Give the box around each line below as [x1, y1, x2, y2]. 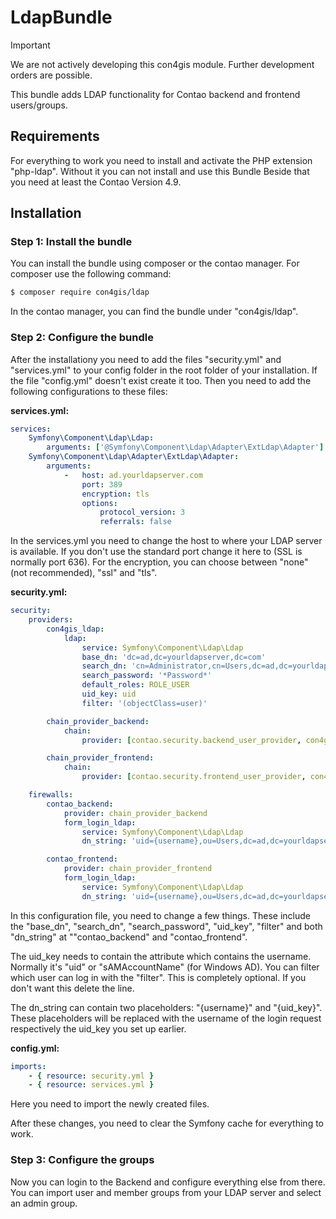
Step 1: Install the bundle [10, 235, 133, 249]
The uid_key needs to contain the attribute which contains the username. [10, 950, 312, 962]
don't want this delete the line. [10, 982, 135, 994]
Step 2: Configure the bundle [10, 331, 154, 345]
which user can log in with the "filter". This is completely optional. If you [10, 971, 307, 983]
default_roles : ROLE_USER [81, 680, 190, 690]
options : [81, 498, 118, 508]
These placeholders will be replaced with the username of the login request [10, 1012, 322, 1024]
